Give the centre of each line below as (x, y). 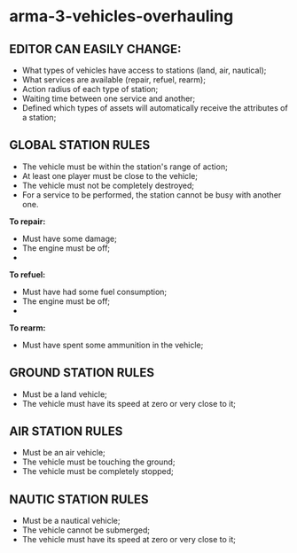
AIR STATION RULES (66, 432)
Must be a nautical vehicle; (71, 521)
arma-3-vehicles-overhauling (121, 16)
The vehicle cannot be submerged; (86, 530)
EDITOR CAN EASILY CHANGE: (95, 49)
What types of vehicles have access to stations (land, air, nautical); (144, 70)
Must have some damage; (69, 238)
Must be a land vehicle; (65, 394)
